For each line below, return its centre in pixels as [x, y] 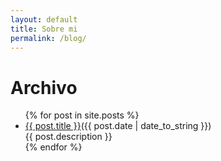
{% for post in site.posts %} [82, 115]
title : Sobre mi [44, 29]
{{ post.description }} [68, 137]
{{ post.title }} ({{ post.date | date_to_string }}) [118, 126]
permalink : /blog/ [48, 38]
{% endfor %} [53, 147]
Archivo [44, 87]
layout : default [44, 19]
